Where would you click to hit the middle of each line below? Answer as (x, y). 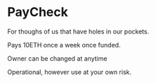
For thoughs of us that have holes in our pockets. (78, 31)
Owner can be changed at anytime (57, 58)
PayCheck (38, 12)
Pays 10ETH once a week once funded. (64, 45)
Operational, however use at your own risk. (70, 72)
